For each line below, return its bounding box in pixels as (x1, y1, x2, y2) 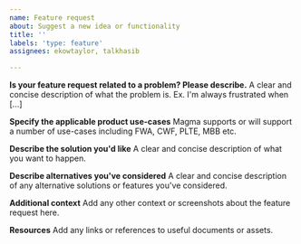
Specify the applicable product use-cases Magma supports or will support (9, 117, 293, 127)
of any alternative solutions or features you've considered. (9, 180, 228, 191)
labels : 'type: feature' (9, 38, 103, 48)
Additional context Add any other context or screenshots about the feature (9, 198, 291, 209)
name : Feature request (9, 13, 95, 23)
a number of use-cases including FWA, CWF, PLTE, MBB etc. (9, 126, 238, 136)
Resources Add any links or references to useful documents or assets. (9, 225, 274, 236)
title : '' (9, 30, 47, 39)
